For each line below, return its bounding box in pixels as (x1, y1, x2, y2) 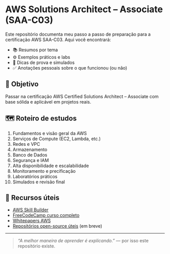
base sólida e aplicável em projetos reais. (5, 99, 92, 105)
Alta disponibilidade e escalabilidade (12, 163, 90, 169)
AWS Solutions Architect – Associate (5, 4, 163, 15)
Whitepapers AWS (12, 217, 51, 224)
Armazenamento (12, 146, 48, 152)
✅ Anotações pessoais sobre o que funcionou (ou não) (12, 65, 127, 71)
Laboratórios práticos (12, 173, 58, 179)
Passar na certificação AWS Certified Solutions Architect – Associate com (5, 93, 159, 100)
